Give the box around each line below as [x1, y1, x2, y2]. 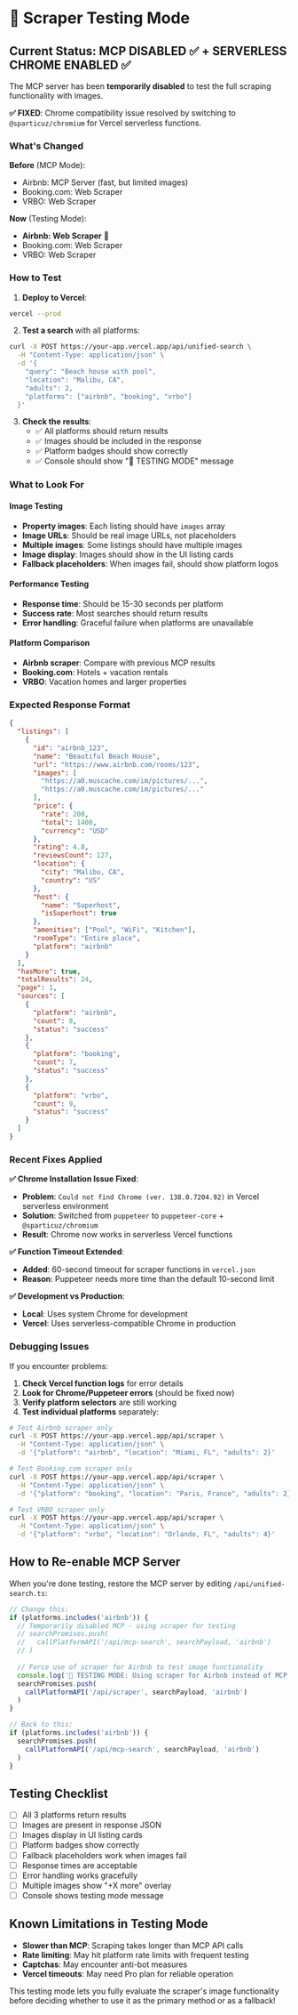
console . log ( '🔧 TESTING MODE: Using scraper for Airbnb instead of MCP [17, 1671, 288, 1680]
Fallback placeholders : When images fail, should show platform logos [21, 558, 279, 568]
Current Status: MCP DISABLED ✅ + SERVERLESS [9, 44, 287, 59]
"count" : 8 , [32, 1016, 77, 1026]
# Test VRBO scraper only [9, 1505, 105, 1514]
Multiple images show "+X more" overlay [21, 1880, 172, 1890]
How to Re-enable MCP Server [9, 1554, 181, 1569]
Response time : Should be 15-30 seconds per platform [21, 598, 223, 609]
